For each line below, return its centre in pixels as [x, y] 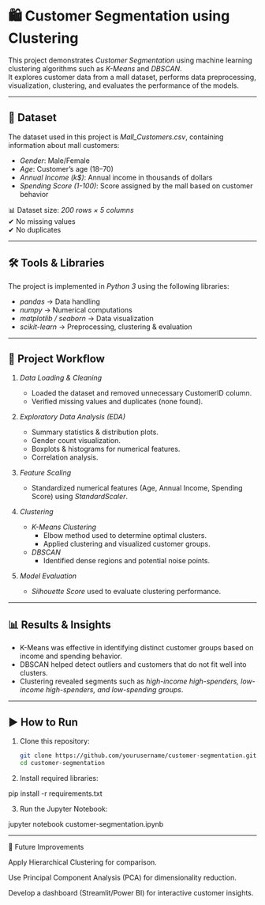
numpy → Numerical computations [76, 309]
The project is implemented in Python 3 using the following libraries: [119, 286]
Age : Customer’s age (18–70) [67, 169]
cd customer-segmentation [62, 763]
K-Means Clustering [64, 527]
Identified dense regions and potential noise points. [127, 561]
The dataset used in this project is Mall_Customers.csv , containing [116, 137]
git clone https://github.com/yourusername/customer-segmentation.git [138, 755]
